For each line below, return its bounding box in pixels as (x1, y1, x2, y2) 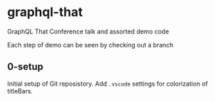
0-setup (7, 61, 44, 73)
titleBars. (7, 86, 33, 95)
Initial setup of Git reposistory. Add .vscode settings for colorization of (7, 79, 208, 88)
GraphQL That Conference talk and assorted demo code (7, 27, 170, 36)
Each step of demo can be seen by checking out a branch (7, 40, 174, 49)
